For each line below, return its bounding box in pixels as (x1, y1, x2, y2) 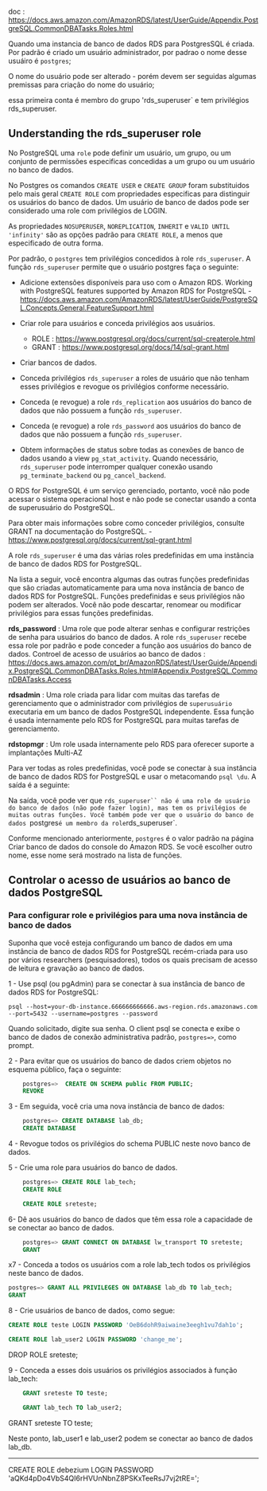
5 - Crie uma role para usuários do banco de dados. (8, 1163, 178, 1172)
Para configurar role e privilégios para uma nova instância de (8, 910, 248, 921)
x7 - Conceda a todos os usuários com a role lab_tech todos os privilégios (8, 1260, 251, 1269)
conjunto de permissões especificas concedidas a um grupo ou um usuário (8, 156, 256, 166)
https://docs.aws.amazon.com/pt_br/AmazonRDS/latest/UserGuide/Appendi (8, 657, 257, 667)
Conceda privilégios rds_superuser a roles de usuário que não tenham (19, 373, 250, 383)
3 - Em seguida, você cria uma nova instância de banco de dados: (8, 1101, 225, 1111)
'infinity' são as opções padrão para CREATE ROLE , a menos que (8, 230, 223, 239)
